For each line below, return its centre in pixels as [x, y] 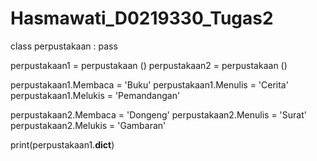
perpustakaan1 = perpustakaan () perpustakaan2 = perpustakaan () [149, 65]
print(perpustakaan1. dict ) [62, 144]
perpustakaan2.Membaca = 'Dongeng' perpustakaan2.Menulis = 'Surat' [158, 114]
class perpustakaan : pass [64, 46]
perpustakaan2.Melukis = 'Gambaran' [88, 125]
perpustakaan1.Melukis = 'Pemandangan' [95, 95]
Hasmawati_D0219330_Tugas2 [142, 18]
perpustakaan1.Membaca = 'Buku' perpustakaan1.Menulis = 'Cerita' [149, 84]
